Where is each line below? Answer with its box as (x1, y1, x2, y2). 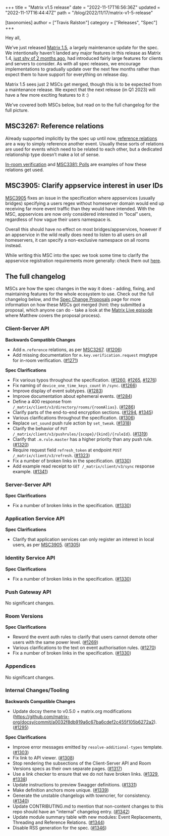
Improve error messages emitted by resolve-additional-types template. (12, 744, 163, 750)
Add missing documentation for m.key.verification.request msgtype (12, 352, 158, 358)
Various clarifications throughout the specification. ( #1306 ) (12, 414, 135, 421)
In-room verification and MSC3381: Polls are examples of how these (5, 161, 147, 167)
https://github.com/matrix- (14, 713, 70, 719)
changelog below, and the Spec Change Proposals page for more (5, 296, 141, 302)
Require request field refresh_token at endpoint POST (12, 447, 122, 453)
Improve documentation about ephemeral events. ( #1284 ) (12, 393, 133, 399)
